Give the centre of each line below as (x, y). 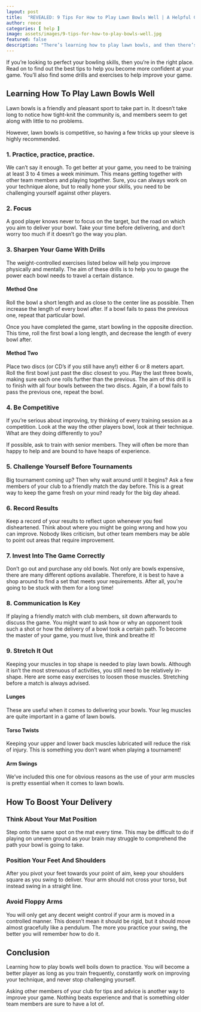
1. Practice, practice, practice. (51, 154)
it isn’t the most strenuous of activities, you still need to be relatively (90, 670)
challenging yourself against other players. (59, 193)
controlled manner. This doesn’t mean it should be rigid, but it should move (98, 921)
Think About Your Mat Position (51, 819)
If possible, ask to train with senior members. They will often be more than (98, 445)
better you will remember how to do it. (53, 934)
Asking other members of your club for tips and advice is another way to (95, 991)
